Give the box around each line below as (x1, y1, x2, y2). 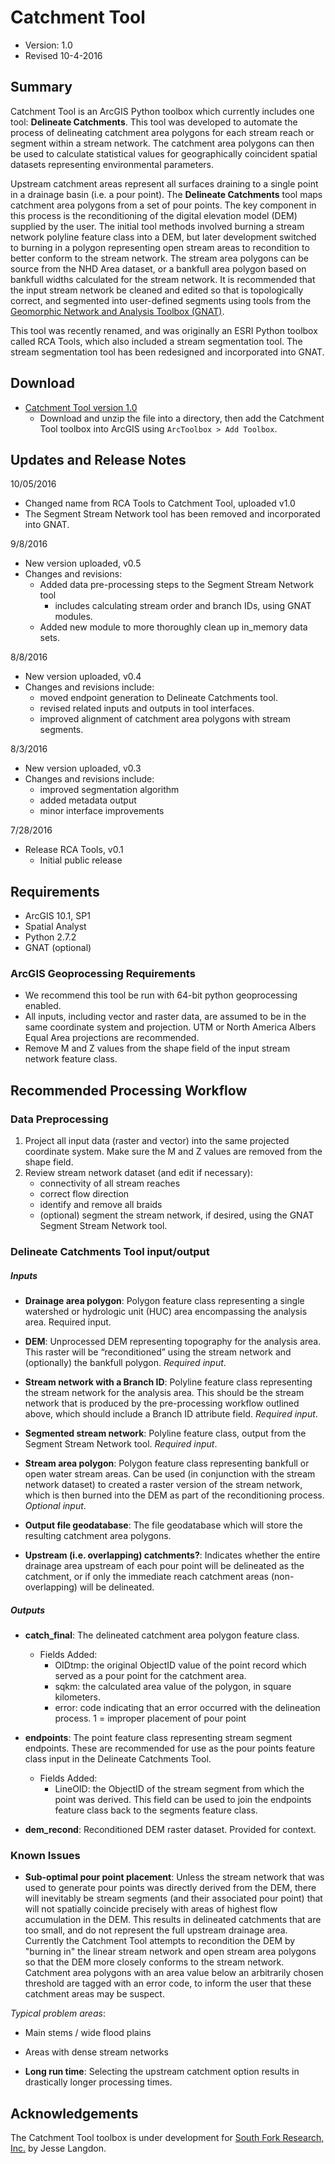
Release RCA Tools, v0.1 (24, 844, 124, 856)
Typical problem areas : (10, 2007, 106, 2020)
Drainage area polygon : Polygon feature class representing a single (24, 1295, 305, 1307)
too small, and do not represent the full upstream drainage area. (24, 1924, 288, 1936)
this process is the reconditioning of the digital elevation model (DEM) (10, 209, 298, 221)
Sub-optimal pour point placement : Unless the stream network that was (24, 1871, 325, 1883)
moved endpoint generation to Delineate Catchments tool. (39, 692, 279, 704)
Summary (10, 79, 73, 96)
